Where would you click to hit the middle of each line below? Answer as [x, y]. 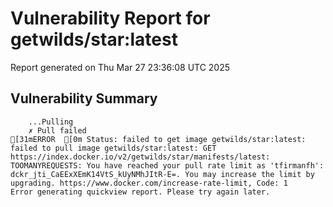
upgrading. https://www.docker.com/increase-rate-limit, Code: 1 [149, 183]
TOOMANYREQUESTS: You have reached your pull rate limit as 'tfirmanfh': [167, 165]
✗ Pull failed [57, 130]
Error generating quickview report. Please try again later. [140, 192]
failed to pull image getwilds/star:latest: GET [113, 148]
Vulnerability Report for [110, 18]
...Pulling [51, 122]
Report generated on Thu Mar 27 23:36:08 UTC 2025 [120, 67]
